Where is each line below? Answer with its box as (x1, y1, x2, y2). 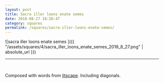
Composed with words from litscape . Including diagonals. (5, 73, 121, 79)
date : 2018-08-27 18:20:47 (5, 16, 60, 21)
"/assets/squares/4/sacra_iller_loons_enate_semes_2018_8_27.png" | (5, 44, 143, 50)
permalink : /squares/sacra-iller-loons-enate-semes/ (5, 25, 115, 30)
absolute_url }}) (5, 49, 37, 55)
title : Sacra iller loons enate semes (5, 12, 84, 17)
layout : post (5, 7, 32, 12)
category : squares (5, 21, 42, 26)
